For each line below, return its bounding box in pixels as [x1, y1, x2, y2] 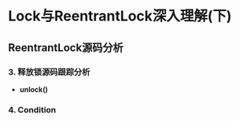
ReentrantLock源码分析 [8, 41, 123, 54]
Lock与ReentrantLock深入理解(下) [8, 7, 232, 25]
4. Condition [8, 104, 57, 115]
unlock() [19, 84, 49, 94]
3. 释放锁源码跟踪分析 [8, 66, 90, 77]
